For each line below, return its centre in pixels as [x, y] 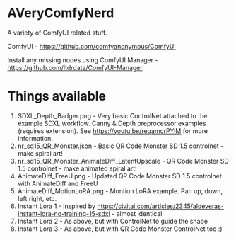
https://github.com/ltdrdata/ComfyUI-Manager [75, 67]
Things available [57, 96]
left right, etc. [37, 198]
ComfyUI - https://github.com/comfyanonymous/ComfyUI [92, 46]
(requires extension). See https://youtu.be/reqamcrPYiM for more [113, 131]
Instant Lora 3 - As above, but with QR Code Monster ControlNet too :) [120, 229]
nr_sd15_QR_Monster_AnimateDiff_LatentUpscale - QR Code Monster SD [123, 161]
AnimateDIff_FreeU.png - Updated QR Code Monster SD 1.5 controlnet [120, 176]
